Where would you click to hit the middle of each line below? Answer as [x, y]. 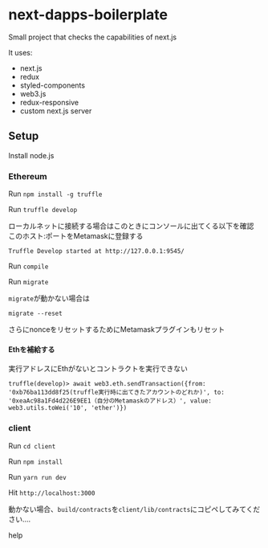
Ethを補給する [32, 349]
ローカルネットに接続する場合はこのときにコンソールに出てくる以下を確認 [131, 226]
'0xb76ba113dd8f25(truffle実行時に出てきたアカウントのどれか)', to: [116, 393]
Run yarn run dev [37, 476]
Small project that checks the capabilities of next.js [93, 37]
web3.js [33, 93]
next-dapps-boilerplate [88, 15]
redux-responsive [49, 102]
